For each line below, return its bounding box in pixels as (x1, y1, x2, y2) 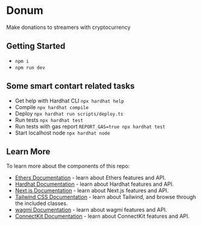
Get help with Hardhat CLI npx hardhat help (14, 97, 124, 104)
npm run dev (14, 65, 45, 71)
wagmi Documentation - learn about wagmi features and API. (14, 206, 167, 214)
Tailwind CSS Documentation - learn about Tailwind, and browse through (14, 194, 197, 201)
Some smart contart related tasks (6, 81, 135, 91)
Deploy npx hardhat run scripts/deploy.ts (14, 110, 124, 117)
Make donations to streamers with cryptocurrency (6, 24, 131, 31)
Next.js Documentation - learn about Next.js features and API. (14, 187, 169, 194)
